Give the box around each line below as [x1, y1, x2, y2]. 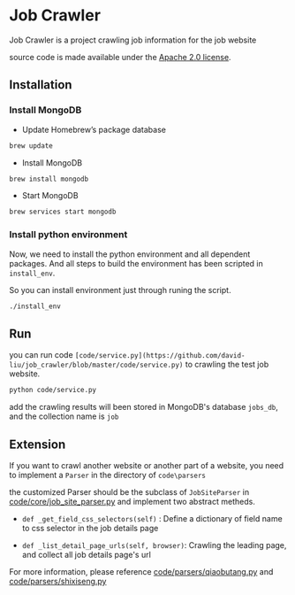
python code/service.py [9, 386, 97, 395]
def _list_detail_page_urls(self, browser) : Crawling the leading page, [21, 539, 287, 550]
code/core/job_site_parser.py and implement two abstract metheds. [9, 496, 256, 506]
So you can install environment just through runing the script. [9, 284, 231, 295]
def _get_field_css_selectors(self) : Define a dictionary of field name [21, 513, 283, 523]
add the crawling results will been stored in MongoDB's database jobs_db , [9, 402, 278, 413]
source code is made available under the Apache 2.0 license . [9, 51, 231, 62]
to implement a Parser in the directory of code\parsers [9, 469, 206, 480]
